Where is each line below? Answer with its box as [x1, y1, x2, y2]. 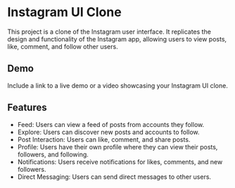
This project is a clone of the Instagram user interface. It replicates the [7, 27, 211, 36]
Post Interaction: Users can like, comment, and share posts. [17, 135, 191, 144]
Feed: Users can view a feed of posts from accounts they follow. [17, 120, 205, 128]
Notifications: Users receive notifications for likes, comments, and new [17, 157, 223, 166]
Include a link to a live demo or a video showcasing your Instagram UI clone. [7, 81, 229, 90]
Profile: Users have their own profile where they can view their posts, [17, 142, 218, 151]
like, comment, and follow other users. [7, 42, 118, 51]
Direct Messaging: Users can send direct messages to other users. [17, 173, 212, 181]
